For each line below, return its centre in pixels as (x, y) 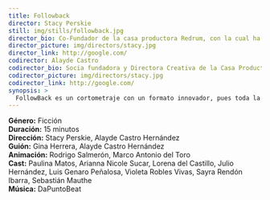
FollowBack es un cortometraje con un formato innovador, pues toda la (138, 98)
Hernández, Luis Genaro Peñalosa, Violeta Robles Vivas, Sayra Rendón (126, 172)
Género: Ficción (35, 120)
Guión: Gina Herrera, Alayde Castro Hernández (86, 146)
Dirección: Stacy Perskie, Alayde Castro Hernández (94, 138)
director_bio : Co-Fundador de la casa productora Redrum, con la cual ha (135, 38)
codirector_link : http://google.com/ (72, 83)
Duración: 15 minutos (44, 129)
